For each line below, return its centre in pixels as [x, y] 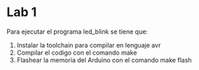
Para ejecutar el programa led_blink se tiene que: [77, 31]
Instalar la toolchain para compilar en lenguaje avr [89, 45]
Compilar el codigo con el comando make [77, 52]
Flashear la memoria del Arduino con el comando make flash [104, 59]
